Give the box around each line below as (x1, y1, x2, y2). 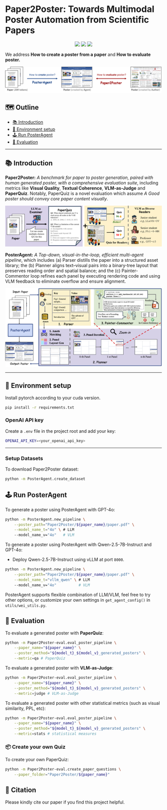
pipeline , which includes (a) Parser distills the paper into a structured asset (5, 257, 158, 263)
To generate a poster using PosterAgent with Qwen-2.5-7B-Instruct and (5, 542, 152, 548)
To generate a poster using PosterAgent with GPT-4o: (5, 506, 115, 512)
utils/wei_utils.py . (5, 602, 47, 608)
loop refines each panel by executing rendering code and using (30, 273, 161, 279)
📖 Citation (5, 786, 36, 795)
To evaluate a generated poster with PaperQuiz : (5, 630, 104, 636)
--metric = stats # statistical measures (14, 731, 97, 736)
